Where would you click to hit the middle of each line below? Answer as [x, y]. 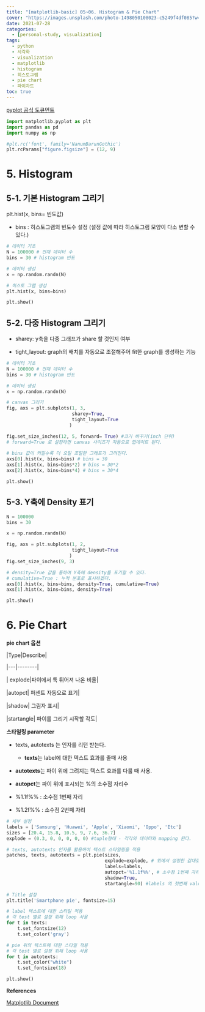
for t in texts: [27, 923]
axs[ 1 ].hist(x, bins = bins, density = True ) [60, 590]
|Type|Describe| [27, 655]
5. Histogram [40, 174]
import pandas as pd [33, 127]
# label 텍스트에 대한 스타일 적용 [45, 912]
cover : [15, 18]
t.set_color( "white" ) [45, 962]
